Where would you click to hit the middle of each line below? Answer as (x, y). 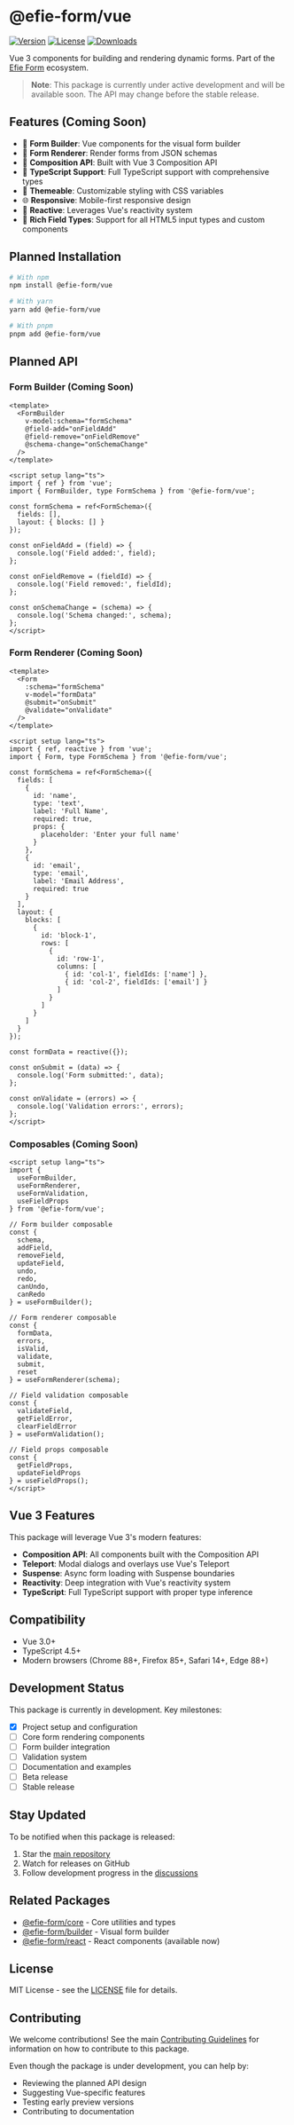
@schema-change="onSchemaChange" (87, 444)
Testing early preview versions (78, 2102)
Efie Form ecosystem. (49, 67)
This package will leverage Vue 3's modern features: (105, 1536)
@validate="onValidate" (69, 710)
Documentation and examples (77, 1766)
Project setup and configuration (80, 1726)
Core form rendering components (83, 1736)
